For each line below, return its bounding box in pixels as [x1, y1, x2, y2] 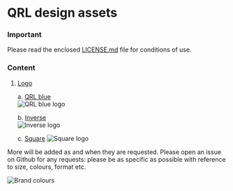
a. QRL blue [17, 92, 51, 100]
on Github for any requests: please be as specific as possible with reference [7, 155, 226, 163]
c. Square [17, 134, 45, 142]
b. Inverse [17, 113, 47, 121]
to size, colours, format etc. [7, 162, 87, 171]
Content [7, 63, 36, 72]
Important [7, 30, 42, 40]
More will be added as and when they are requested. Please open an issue [7, 148, 222, 156]
